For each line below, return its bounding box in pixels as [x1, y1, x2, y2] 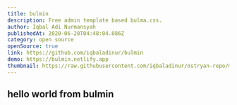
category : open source [7, 36, 74, 43]
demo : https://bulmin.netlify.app [7, 56, 109, 63]
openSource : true [7, 43, 59, 50]
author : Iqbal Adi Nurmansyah [7, 23, 97, 30]
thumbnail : [7, 62, 39, 69]
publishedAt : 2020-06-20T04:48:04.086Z [7, 29, 125, 37]
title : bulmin [7, 10, 49, 17]
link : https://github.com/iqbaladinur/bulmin [7, 50, 143, 57]
